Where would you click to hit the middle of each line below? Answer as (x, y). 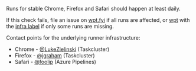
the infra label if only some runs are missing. (60, 26)
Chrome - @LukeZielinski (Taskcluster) (62, 49)
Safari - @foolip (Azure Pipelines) (55, 62)
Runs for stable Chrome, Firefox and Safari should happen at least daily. (94, 9)
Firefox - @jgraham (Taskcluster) (55, 55)
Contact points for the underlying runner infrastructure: (73, 38)
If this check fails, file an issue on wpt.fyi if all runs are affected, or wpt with (98, 20)
